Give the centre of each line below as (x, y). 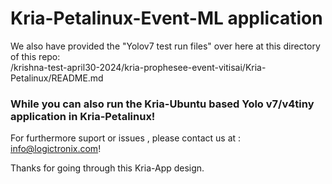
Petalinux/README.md (57, 78)
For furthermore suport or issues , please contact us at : (126, 138)
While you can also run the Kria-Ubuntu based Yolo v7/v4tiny (162, 104)
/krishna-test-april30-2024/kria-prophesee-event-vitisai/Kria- (138, 67)
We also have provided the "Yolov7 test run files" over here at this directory (165, 46)
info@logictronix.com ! (56, 149)
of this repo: (35, 56)
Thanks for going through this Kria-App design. (107, 168)
